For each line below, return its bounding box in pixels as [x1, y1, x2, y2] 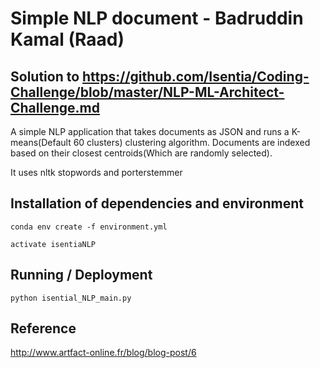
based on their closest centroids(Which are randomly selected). [10, 147, 273, 159]
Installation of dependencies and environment [10, 195, 304, 212]
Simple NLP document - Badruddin [10, 7, 304, 30]
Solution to [10, 68, 80, 85]
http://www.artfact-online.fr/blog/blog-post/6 [10, 347, 197, 359]
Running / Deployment [10, 267, 153, 284]
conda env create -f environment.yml [10, 222, 168, 232]
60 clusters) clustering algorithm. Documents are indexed [73, 137, 311, 148]
